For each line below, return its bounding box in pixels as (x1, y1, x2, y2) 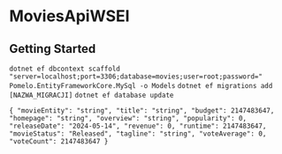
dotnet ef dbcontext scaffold (9, 64, 121, 73)
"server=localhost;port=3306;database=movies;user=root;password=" (9, 72, 263, 81)
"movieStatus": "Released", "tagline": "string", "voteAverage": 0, (9, 129, 267, 138)
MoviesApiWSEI (9, 6, 130, 26)
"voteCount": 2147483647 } (9, 137, 109, 146)
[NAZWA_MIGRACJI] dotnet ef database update (9, 91, 174, 99)
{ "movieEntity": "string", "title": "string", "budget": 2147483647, (9, 106, 275, 115)
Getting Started (9, 41, 96, 56)
